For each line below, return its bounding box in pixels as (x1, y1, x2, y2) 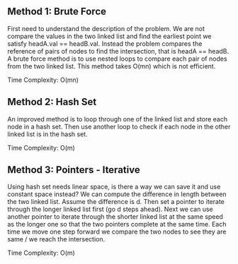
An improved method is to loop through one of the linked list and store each (7, 114, 228, 123)
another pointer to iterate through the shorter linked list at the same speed (7, 212, 223, 221)
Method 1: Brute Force (7, 6, 107, 18)
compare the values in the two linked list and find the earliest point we (7, 32, 212, 40)
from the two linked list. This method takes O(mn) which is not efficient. (7, 61, 216, 70)
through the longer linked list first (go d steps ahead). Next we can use (7, 205, 214, 214)
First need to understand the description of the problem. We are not (7, 24, 205, 32)
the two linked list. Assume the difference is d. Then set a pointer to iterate (7, 198, 225, 206)
